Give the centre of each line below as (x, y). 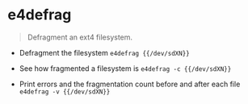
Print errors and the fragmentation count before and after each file (130, 84)
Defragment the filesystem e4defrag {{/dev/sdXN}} (105, 52)
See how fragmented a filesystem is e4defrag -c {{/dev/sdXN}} (125, 68)
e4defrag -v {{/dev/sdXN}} (65, 92)
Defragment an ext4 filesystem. (80, 37)
